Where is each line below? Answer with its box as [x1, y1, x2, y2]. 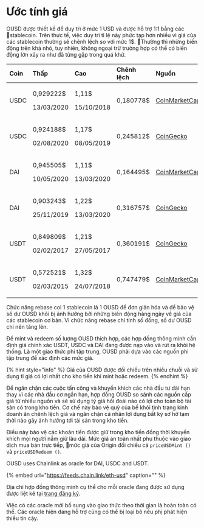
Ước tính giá [6, 5, 68, 19]
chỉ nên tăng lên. [6, 323, 49, 330]
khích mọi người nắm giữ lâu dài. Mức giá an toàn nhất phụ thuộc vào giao [6, 435, 191, 442]
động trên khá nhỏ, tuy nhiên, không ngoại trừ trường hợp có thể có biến [6, 44, 187, 52]
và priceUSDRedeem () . [6, 448, 62, 455]
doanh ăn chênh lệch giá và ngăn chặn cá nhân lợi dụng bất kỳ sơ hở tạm [6, 410, 189, 417]
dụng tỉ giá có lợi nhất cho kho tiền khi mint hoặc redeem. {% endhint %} [6, 372, 188, 379]
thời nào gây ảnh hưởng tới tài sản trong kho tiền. [6, 417, 129, 424]
